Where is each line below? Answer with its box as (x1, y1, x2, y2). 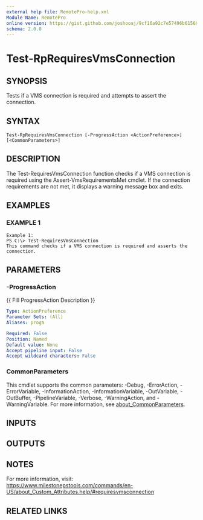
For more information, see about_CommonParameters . (50, 401, 185, 408)
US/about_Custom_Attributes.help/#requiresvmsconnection (6, 488, 155, 496)
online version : (6, 20, 47, 26)
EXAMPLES (6, 201, 50, 211)
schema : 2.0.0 (6, 25, 42, 32)
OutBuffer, (6, 394, 32, 401)
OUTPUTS (6, 439, 45, 449)
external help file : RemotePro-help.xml (6, 8, 110, 15)
